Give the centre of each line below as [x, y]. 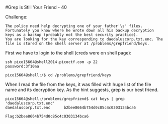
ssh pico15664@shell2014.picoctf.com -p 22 [52, 62]
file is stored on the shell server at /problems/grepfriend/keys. [77, 43]
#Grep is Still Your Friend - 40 [36, 7]
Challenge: [16, 17]
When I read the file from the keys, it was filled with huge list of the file [78, 84]
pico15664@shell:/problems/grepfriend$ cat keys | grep [65, 99]
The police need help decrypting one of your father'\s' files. [74, 26]
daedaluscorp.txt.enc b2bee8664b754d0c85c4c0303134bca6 [71, 107]
